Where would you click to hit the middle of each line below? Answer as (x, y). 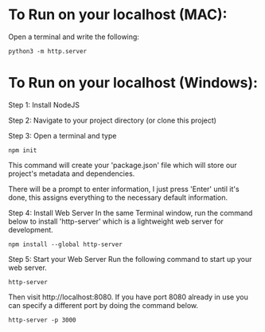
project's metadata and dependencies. (72, 174)
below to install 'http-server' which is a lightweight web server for (116, 221)
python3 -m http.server (48, 51)
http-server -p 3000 (43, 320)
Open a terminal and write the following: (74, 37)
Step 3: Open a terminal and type (62, 135)
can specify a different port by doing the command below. (103, 305)
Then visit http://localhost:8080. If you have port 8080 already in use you (128, 297)
